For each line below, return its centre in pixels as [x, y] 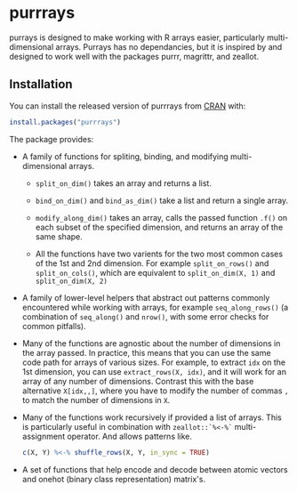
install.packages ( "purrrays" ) [65, 122]
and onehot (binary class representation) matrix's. [114, 479]
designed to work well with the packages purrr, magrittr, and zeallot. [134, 56]
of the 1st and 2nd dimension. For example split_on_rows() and [152, 263]
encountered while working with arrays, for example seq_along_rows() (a [155, 307]
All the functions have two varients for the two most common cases [159, 254]
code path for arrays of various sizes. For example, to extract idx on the [154, 362]
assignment [43, 436]
